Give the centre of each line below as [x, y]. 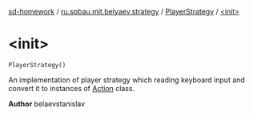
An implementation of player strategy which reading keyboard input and [127, 80]
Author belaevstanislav [47, 104]
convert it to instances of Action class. [72, 88]
